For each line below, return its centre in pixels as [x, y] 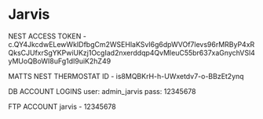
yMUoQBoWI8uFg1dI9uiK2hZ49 [60, 61]
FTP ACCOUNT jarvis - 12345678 [62, 106]
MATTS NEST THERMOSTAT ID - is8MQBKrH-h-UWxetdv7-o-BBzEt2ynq [126, 76]
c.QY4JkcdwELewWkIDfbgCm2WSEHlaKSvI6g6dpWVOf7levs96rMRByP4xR [131, 44]
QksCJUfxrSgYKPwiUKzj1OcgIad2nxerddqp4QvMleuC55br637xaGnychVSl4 [131, 52]
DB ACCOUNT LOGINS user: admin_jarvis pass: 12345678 [102, 91]
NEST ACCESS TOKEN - [47, 36]
